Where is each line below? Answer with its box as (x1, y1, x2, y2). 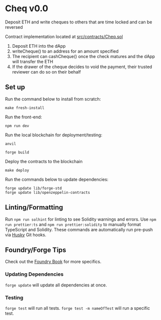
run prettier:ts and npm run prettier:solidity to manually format (5, 221, 141, 227)
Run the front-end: (5, 114, 42, 120)
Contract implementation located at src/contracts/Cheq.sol (5, 34, 123, 39)
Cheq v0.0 (5, 3, 49, 14)
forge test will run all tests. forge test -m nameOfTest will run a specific (5, 305, 150, 311)
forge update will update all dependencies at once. (5, 282, 107, 288)
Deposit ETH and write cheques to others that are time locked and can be (5, 19, 152, 25)
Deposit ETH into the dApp (12, 43, 66, 49)
